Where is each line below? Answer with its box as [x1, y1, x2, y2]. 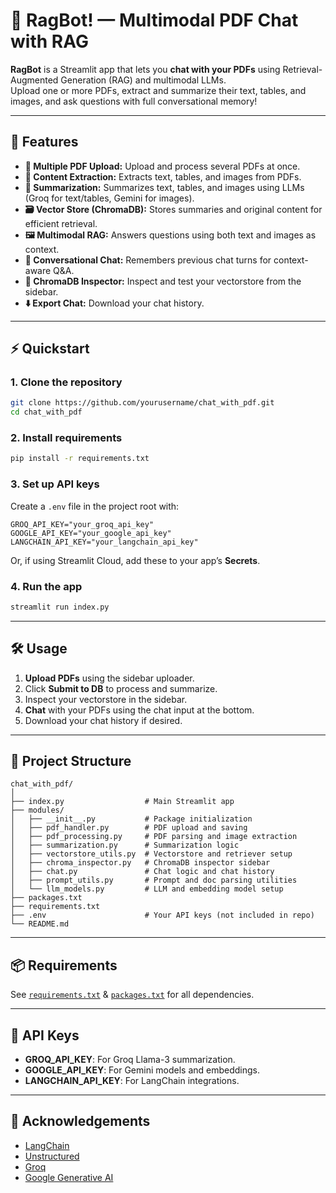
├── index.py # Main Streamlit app [10, 797, 235, 807]
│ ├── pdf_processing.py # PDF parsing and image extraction [10, 832, 298, 842]
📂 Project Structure [10, 753, 132, 770]
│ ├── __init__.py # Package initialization [10, 814, 253, 824]
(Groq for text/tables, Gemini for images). [24, 192, 195, 204]
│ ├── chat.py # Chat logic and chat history [10, 867, 275, 877]
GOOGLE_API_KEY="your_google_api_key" [10, 528, 172, 538]
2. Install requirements [10, 431, 123, 445]
